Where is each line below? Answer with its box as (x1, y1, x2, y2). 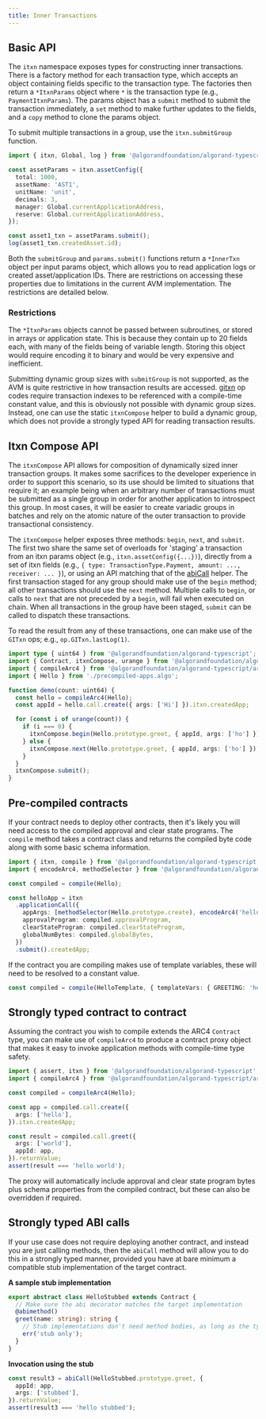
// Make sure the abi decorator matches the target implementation (15, 1300, 243, 1309)
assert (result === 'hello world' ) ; (8, 1162, 126, 1170)
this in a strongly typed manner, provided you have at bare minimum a (8, 1254, 236, 1264)
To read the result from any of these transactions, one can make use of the (8, 626, 253, 635)
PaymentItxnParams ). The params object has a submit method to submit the (8, 96, 251, 105)
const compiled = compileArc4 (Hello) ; (8, 1089, 136, 1097)
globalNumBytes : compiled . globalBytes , (22, 930, 154, 938)
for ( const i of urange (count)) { (15, 715, 129, 723)
